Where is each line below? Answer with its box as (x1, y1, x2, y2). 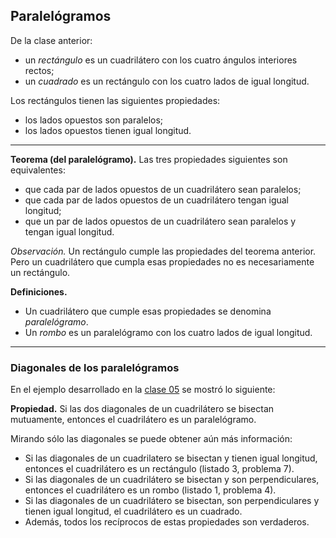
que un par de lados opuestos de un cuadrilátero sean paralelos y (24, 215, 297, 227)
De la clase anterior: (10, 34, 93, 46)
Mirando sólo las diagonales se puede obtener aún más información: (10, 433, 293, 445)
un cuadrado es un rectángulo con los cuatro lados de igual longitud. (24, 75, 310, 87)
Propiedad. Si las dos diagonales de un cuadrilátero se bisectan (10, 403, 275, 415)
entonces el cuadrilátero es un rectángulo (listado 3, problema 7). (24, 463, 295, 475)
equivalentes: (10, 164, 66, 176)
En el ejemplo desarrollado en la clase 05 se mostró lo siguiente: (10, 384, 276, 396)
